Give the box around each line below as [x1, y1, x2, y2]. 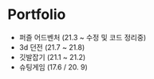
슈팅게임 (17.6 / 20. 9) [18, 62, 89, 72]
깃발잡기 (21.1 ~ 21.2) [18, 52, 86, 62]
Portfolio [7, 6, 66, 24]
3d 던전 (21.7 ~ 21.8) [18, 42, 85, 52]
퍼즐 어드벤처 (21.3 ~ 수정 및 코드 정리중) [18, 32, 147, 42]
